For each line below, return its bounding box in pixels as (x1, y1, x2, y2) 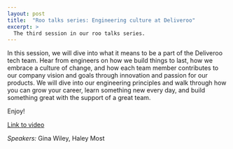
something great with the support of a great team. (7, 94, 151, 102)
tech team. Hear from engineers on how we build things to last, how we (7, 57, 213, 65)
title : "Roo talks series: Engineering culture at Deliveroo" (7, 17, 196, 24)
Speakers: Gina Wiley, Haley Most (7, 134, 105, 143)
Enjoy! (7, 107, 26, 115)
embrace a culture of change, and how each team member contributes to (7, 64, 219, 72)
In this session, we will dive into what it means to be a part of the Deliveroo (7, 49, 223, 57)
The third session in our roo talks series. (13, 29, 146, 37)
